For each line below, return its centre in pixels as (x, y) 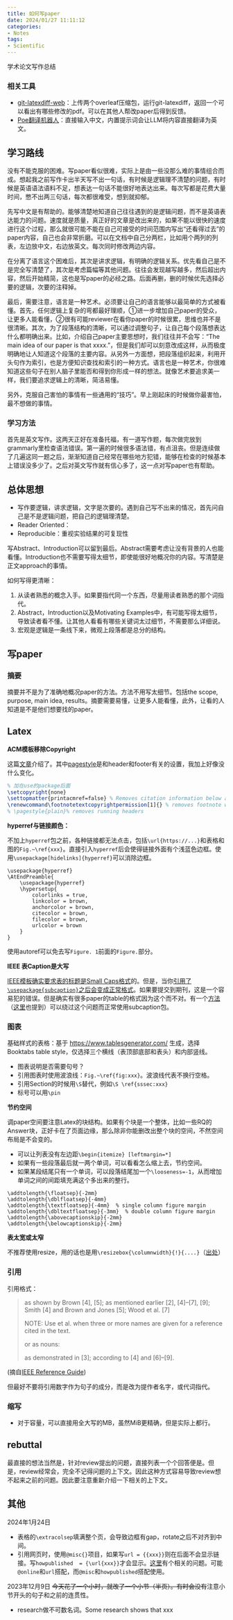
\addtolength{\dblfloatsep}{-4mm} (57, 1200)
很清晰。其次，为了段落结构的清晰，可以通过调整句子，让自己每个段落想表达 (116, 328)
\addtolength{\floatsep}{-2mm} (52, 1194)
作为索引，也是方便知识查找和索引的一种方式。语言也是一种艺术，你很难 (122, 362)
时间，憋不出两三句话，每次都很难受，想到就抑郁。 (80, 197)
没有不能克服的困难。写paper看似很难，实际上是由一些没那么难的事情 (107, 171)
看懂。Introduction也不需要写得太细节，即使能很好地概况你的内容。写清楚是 (115, 557)
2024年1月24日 (29, 1522)
